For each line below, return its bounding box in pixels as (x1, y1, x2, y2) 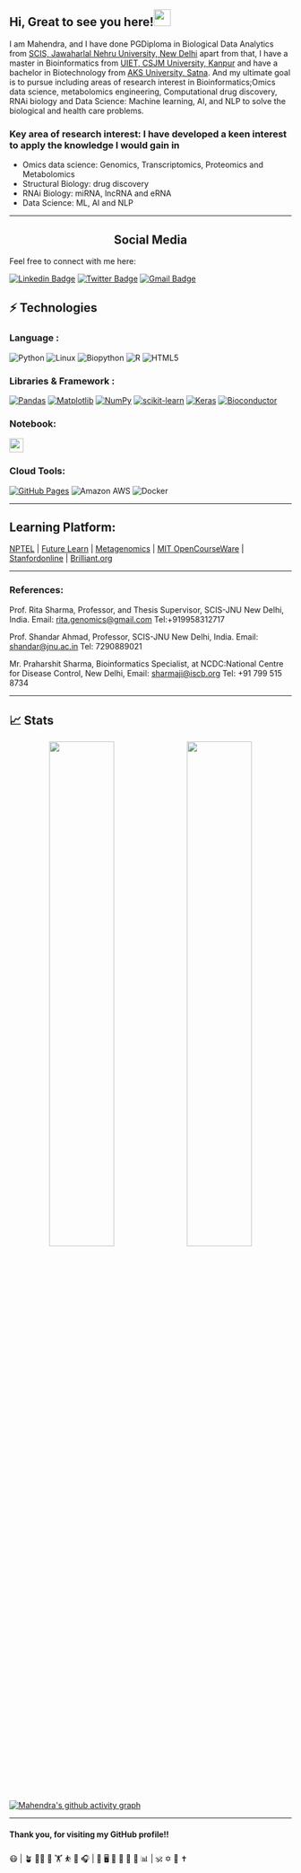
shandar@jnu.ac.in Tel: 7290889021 (9, 641, 143, 651)
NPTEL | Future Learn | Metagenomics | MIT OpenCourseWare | (9, 543, 245, 554)
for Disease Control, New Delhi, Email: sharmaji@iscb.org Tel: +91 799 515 (9, 667, 282, 678)
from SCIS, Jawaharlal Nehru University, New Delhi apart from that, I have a (9, 48, 288, 58)
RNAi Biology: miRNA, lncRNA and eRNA (21, 188, 172, 199)
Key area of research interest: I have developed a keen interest (9, 128, 288, 140)
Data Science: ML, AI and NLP (21, 198, 134, 208)
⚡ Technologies (9, 300, 98, 315)
